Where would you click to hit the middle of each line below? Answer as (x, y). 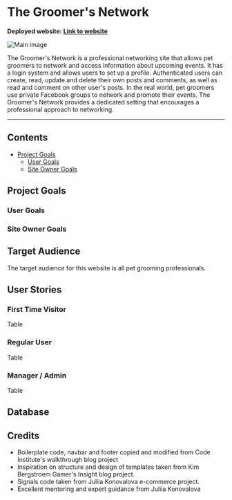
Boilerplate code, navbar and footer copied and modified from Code (114, 452)
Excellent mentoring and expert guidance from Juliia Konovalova (109, 489)
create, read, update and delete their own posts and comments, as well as (112, 80)
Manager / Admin (37, 376)
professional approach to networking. (60, 109)
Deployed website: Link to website (58, 31)
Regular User (29, 342)
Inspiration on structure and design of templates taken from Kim (108, 467)
